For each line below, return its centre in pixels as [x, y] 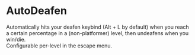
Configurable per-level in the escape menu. [59, 46]
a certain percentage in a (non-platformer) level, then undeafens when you [97, 33]
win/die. [16, 39]
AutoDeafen [36, 11]
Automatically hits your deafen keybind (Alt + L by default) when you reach [98, 27]
